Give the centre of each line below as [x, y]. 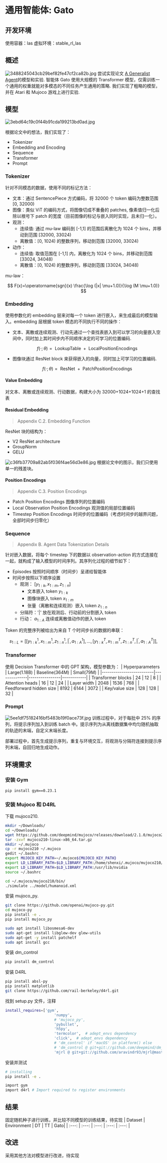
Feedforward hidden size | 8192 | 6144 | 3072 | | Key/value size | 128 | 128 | [82, 688]
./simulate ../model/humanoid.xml [41, 886]
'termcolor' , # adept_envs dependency [95, 1034]
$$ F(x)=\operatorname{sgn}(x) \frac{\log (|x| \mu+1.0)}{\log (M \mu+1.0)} [83, 286]
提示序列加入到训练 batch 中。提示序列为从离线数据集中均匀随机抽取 [88, 724]
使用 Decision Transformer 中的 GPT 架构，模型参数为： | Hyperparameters [83, 667]
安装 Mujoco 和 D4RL [31, 804]
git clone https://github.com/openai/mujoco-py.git [60, 905]
